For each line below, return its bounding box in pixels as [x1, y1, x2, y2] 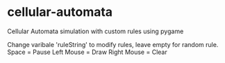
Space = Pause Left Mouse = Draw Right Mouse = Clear [7, 48, 168, 56]
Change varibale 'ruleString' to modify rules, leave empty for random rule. [7, 40, 219, 48]
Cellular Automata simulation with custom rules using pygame [7, 27, 184, 35]
